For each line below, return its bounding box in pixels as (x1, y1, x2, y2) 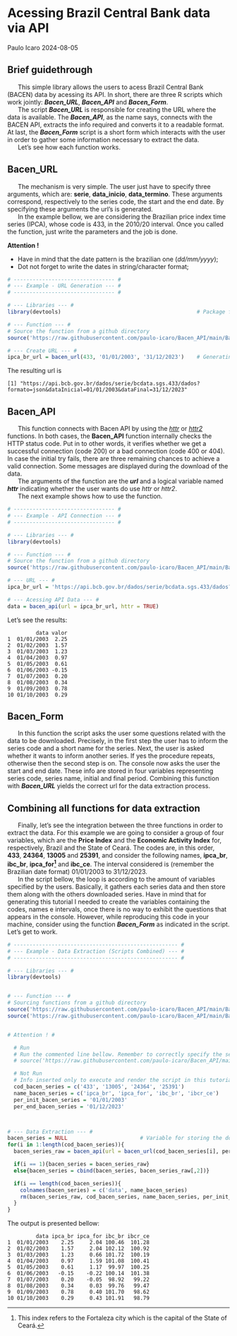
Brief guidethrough (7, 64, 93, 76)
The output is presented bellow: (7, 1219, 100, 1228)
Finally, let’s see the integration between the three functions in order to (17, 821, 224, 829)
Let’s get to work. (7, 927, 58, 935)
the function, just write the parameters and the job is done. (7, 227, 178, 236)
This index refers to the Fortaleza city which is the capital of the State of (17, 1314, 227, 1323)
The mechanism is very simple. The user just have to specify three (17, 182, 211, 190)
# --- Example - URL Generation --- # (7, 282, 121, 289)
